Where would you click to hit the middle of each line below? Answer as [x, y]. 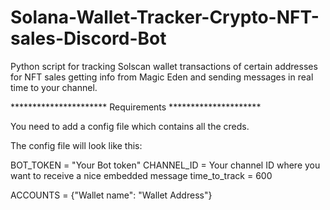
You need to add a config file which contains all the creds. [130, 126]
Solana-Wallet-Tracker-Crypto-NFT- [165, 17]
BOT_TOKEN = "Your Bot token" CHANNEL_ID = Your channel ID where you [165, 165]
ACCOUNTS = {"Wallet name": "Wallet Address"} [111, 195]
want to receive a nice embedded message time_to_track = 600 [141, 175]
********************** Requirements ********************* [136, 107]
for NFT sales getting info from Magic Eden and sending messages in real [162, 77]
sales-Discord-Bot [88, 38]
